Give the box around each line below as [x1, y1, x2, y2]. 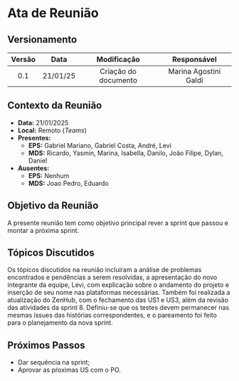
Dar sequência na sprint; [17, 358, 90, 367]
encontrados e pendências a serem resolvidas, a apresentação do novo [7, 273, 218, 282]
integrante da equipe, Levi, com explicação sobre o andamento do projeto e [7, 281, 230, 289]
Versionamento [7, 33, 78, 46]
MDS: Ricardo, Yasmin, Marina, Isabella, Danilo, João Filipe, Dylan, [28, 148, 224, 157]
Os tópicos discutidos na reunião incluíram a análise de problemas [7, 266, 202, 274]
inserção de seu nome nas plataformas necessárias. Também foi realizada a [7, 288, 230, 297]
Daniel [28, 156, 48, 165]
